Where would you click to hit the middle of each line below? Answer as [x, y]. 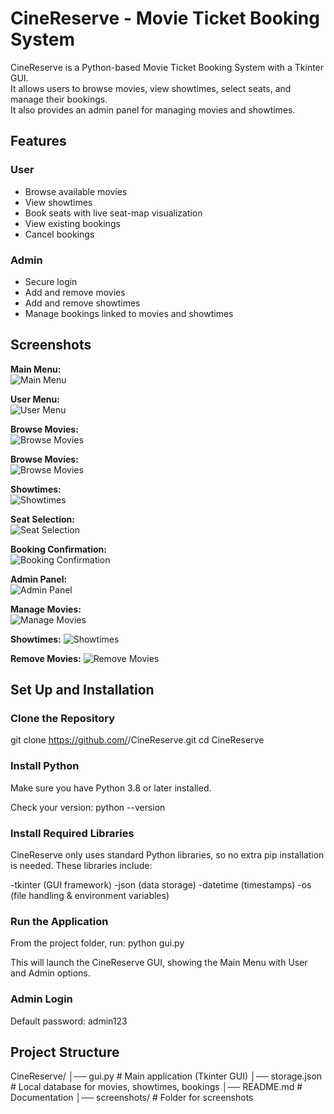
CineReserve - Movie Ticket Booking [165, 18]
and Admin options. [50, 973]
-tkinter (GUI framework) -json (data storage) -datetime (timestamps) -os [161, 885]
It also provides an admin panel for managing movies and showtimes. [153, 109]
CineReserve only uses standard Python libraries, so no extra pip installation [167, 855]
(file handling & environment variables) [90, 896]
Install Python [45, 766]
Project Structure [65, 1052]
